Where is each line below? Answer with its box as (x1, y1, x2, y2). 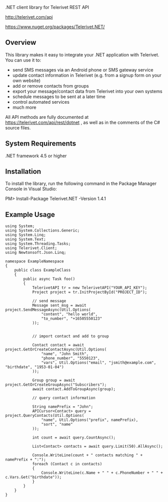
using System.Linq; (5, 233, 46, 238)
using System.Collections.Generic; (5, 228, 80, 233)
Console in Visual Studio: (5, 186, 57, 192)
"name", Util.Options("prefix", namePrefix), (41, 417, 138, 422)
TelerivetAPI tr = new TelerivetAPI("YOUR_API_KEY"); (32, 285, 147, 291)
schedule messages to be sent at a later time (12, 93, 106, 100)
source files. (5, 124, 31, 130)
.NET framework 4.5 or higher (5, 153, 67, 159)
